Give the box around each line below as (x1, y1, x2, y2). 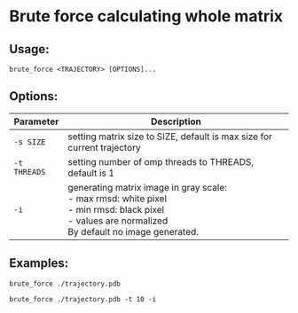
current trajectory (67, 141, 142, 153)
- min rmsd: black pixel (67, 203, 165, 215)
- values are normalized (67, 215, 169, 227)
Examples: (9, 255, 69, 271)
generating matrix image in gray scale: (67, 181, 228, 193)
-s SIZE (13, 137, 46, 147)
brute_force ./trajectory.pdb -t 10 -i (9, 294, 157, 303)
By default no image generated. (67, 225, 200, 238)
